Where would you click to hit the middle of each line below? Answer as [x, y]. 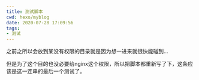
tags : [13, 28]
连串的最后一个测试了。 [56, 71]
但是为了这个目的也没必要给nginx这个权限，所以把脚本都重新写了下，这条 [97, 64]
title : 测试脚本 [25, 12]
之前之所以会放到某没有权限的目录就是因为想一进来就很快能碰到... [88, 52]
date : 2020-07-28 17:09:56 [40, 23]
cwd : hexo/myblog [28, 17]
